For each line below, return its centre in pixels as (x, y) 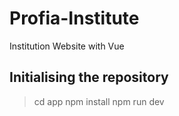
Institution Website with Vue (67, 46)
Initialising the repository (89, 77)
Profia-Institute (74, 18)
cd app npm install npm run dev (99, 101)
